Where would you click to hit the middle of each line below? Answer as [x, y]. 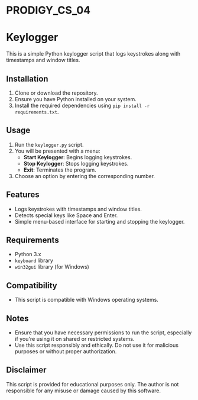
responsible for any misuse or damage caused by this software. [84, 391]
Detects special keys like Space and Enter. [66, 215]
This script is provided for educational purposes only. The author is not [92, 384]
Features [23, 195]
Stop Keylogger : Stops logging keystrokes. [76, 163]
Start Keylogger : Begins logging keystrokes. [78, 157]
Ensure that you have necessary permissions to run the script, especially [103, 333]
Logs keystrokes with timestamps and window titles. [78, 209]
